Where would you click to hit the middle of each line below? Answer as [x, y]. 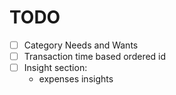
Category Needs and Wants [81, 45]
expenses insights [76, 79]
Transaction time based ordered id [95, 56]
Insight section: [55, 68]
